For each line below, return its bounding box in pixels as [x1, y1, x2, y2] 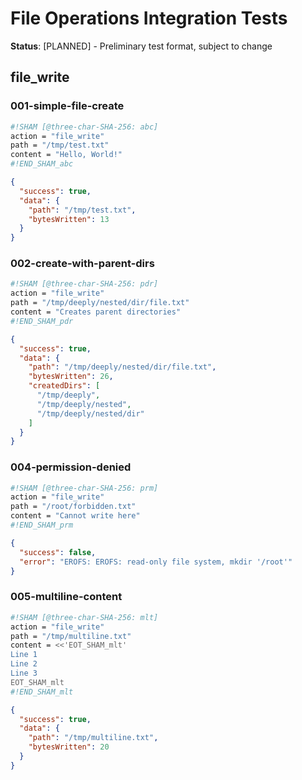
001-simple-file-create [10, 99, 125, 113]
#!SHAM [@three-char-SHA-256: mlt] [10, 612, 159, 622]
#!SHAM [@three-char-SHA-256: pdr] [10, 279, 159, 289]
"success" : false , [19, 547, 97, 557]
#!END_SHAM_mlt [10, 687, 74, 697]
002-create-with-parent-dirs [10, 257, 155, 271]
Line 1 [10, 650, 38, 660]
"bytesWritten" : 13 [28, 214, 110, 224]
